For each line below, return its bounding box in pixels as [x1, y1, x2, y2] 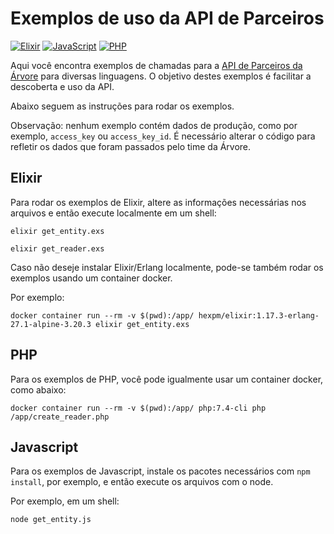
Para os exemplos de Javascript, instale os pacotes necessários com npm [10, 465, 311, 477]
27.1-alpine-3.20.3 [10, 319, 92, 329]
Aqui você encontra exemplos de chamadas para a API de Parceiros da [10, 59, 303, 71]
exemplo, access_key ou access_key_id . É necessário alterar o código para [10, 130, 316, 142]
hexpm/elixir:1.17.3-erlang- [198, 310, 320, 321]
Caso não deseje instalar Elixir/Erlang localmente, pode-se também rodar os [10, 261, 324, 273]
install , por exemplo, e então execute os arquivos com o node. [10, 476, 274, 488]
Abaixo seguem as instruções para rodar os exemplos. [10, 100, 235, 112]
